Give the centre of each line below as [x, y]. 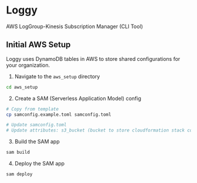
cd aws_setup [22, 87]
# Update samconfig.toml [36, 125]
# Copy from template [33, 109]
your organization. [28, 65]
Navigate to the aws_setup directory [57, 76]
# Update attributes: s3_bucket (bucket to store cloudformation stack [95, 130]
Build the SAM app [37, 141]
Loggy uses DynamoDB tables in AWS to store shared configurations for [93, 58]
